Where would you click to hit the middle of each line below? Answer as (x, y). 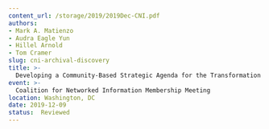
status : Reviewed (39, 113)
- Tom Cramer (30, 53)
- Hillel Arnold (35, 46)
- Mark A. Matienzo (41, 30)
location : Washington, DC (52, 98)
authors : (23, 23)
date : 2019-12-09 (37, 105)
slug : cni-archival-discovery (59, 61)
